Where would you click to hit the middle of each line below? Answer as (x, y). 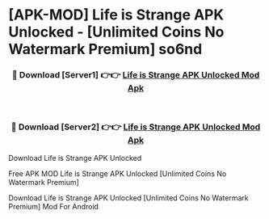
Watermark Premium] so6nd (105, 49)
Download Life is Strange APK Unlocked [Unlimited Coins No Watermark (128, 198)
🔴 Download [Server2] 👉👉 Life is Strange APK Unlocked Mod (136, 127)
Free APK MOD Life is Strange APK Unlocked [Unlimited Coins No (118, 173)
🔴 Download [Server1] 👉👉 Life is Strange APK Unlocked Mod (136, 75)
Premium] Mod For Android (54, 206)
